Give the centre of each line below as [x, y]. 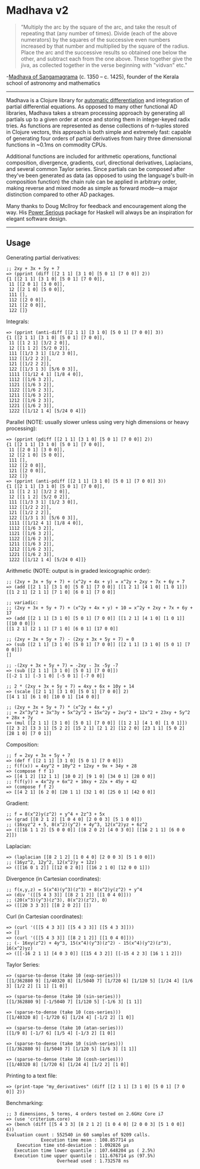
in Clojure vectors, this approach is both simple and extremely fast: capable [99, 132]
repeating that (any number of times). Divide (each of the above [99, 33]
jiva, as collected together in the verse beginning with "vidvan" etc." [104, 65]
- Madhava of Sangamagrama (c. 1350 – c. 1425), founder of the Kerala [93, 77]
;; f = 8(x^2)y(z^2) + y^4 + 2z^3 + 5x [56, 814]
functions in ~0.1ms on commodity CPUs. [57, 145]
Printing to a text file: [32, 1075]
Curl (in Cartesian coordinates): [45, 916]
